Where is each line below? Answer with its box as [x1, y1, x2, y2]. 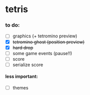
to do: [5, 22, 20, 29]
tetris [5, 4, 28, 15]
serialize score [12, 62, 43, 68]
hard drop [12, 44, 34, 51]
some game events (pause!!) [12, 50, 72, 56]
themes [12, 85, 29, 91]
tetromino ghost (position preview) [12, 39, 85, 45]
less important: [5, 73, 38, 79]
